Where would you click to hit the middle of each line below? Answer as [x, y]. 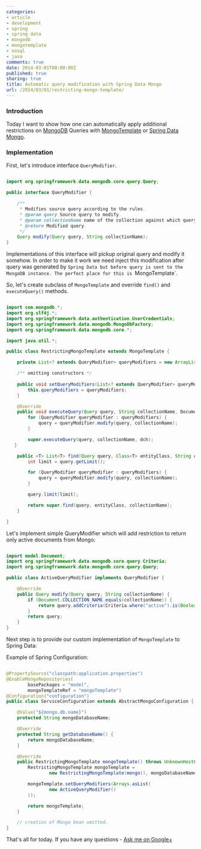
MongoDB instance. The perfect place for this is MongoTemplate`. [92, 273]
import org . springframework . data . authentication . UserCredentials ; [91, 318]
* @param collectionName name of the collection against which [100, 220]
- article [19, 17]
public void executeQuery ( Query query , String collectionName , [98, 412]
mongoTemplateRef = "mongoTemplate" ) [74, 690]
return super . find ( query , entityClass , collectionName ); [100, 505]
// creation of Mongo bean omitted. [63, 823]
